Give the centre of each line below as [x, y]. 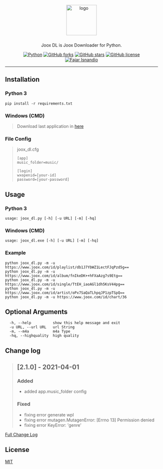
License [17, 450]
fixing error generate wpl [49, 415]
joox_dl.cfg [28, 149]
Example [16, 253]
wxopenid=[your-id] [37, 175]
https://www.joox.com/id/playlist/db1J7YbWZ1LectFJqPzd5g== [67, 267]
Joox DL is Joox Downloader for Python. [81, 45]
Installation [22, 79]
